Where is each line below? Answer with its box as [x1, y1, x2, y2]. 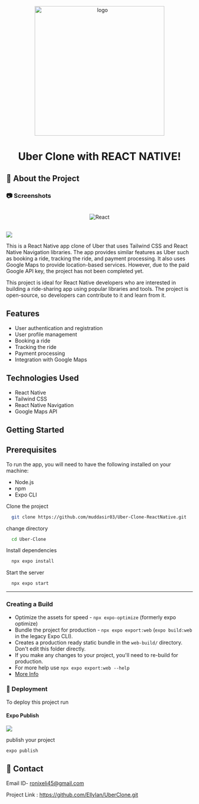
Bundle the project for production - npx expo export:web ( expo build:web [14, 626, 192, 633]
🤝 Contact [6, 764, 44, 774]
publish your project [6, 736, 55, 743]
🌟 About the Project [6, 173, 80, 183]
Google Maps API [14, 408, 57, 415]
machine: [6, 467, 29, 474]
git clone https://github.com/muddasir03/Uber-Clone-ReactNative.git [11, 514, 187, 520]
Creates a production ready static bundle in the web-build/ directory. [14, 639, 182, 646]
